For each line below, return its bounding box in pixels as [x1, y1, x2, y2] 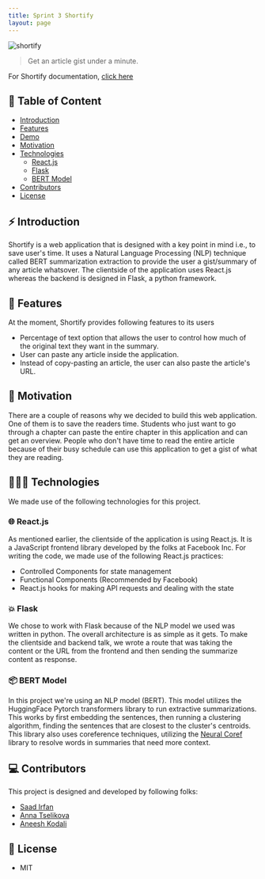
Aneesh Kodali [19, 819, 67, 828]
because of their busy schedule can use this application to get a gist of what [8, 444, 258, 454]
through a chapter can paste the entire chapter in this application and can [8, 427, 248, 436]
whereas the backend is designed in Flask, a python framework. [8, 274, 218, 283]
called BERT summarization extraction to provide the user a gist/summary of [8, 257, 257, 266]
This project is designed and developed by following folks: [8, 787, 199, 797]
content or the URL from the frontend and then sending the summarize [8, 646, 238, 656]
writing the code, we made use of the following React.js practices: [8, 551, 224, 561]
